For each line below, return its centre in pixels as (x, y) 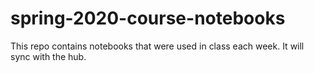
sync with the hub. (48, 56)
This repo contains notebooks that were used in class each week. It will (157, 46)
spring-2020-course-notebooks (148, 18)
